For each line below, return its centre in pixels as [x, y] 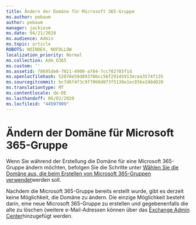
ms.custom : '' [23, 66]
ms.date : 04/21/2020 [31, 33]
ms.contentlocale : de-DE [36, 93]
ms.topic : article [28, 44]
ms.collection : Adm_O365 [36, 60]
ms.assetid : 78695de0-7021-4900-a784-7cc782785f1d [69, 71]
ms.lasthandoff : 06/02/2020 [40, 98]
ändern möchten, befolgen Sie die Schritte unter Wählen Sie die [102, 168]
